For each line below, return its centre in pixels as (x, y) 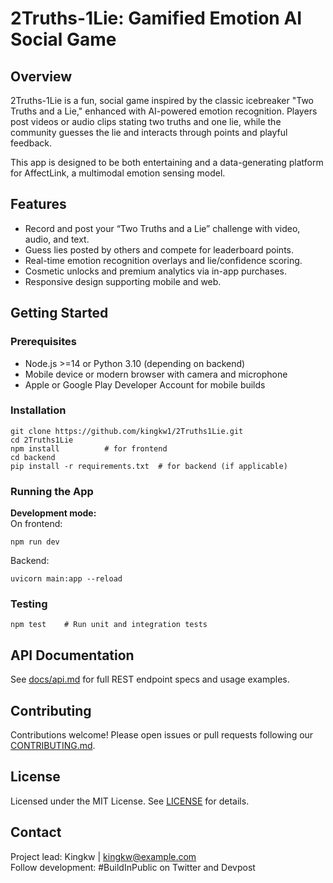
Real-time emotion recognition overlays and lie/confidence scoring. (163, 260)
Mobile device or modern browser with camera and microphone (156, 374)
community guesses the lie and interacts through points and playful (149, 132)
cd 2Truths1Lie (42, 440)
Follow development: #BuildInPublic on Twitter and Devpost (133, 867)
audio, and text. (57, 239)
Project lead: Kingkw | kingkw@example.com (103, 856)
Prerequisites (43, 342)
